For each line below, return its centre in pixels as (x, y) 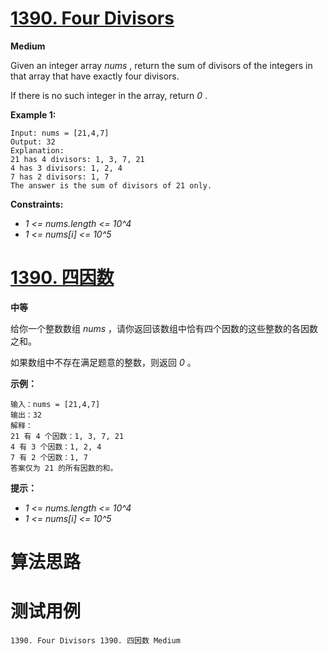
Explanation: (37, 150)
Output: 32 (33, 142)
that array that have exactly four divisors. (95, 76)
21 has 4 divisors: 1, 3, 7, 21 (77, 159)
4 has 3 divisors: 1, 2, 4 (66, 168)
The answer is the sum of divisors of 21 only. (111, 185)
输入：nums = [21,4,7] (55, 404)
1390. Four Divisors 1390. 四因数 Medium (95, 641)
